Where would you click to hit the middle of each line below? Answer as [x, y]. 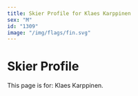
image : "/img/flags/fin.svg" [49, 33]
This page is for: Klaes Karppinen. [55, 86]
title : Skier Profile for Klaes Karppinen [69, 13]
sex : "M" [20, 20]
